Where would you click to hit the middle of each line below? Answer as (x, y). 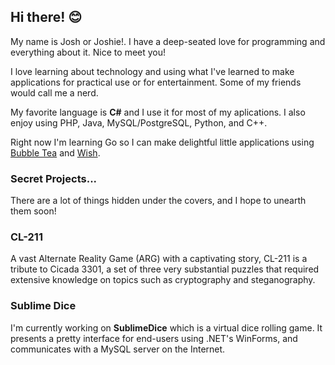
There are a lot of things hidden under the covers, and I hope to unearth (158, 201)
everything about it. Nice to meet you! (88, 52)
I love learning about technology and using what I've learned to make (152, 71)
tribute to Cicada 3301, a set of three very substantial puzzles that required (165, 269)
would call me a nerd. (54, 92)
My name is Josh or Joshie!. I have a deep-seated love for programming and (168, 41)
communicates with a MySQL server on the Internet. (118, 349)
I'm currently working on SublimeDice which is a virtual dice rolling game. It (166, 327)
